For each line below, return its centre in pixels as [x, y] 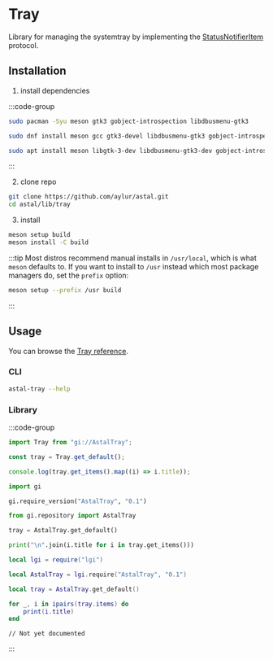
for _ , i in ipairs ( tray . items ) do [69, 604]
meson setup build [39, 235]
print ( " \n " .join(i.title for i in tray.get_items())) [102, 545]
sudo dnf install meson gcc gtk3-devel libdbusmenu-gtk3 [107, 136]
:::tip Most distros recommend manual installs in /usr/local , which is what [133, 258]
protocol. [24, 45]
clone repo [38, 182]
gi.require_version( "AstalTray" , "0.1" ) [78, 501]
